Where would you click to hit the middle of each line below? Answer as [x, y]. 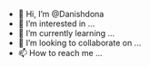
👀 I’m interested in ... [56, 24]
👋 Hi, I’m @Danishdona [61, 14]
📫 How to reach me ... [60, 53]
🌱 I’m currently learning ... [66, 33]
